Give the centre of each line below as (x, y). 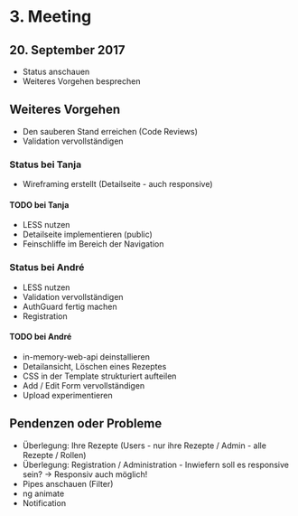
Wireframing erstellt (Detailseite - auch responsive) (118, 184)
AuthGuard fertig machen (70, 306)
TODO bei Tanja (39, 204)
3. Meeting (51, 17)
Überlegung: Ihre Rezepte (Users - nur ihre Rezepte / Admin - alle (144, 446)
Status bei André (47, 267)
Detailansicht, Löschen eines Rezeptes (94, 366)
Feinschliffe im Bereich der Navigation (93, 244)
